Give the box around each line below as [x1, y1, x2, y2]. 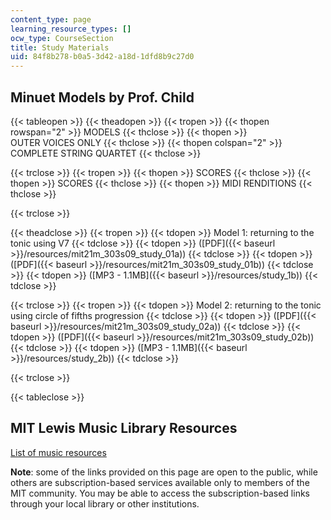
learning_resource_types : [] [10, 24, 132, 34]
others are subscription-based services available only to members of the [10, 476, 310, 488]
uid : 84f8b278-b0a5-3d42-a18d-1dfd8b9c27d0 [10, 52, 195, 62]
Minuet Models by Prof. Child [10, 89, 195, 106]
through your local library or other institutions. [10, 497, 200, 510]
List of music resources [10, 446, 107, 458]
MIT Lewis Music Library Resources [10, 420, 238, 437]
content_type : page [10, 14, 92, 25]
